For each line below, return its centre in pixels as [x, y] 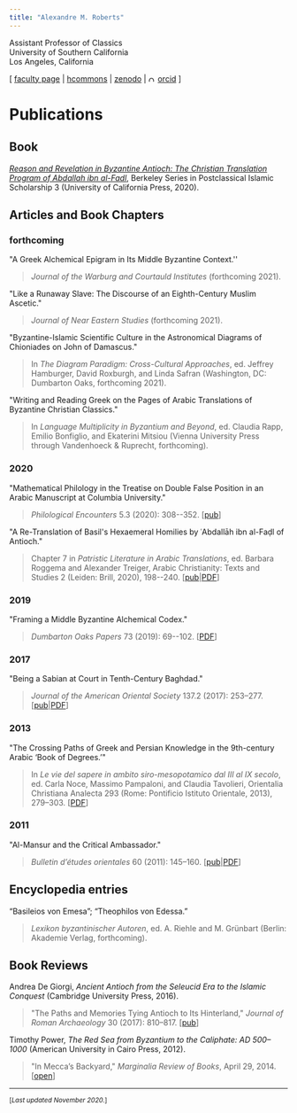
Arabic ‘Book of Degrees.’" [57, 757]
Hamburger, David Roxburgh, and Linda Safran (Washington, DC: [148, 374]
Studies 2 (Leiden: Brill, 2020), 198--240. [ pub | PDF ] [125, 577]
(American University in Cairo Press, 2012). [107, 1049]
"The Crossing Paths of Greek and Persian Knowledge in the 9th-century [142, 747]
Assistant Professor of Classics [66, 43]
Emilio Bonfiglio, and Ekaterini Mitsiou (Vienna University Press [145, 436]
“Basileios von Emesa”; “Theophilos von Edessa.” [99, 911]
